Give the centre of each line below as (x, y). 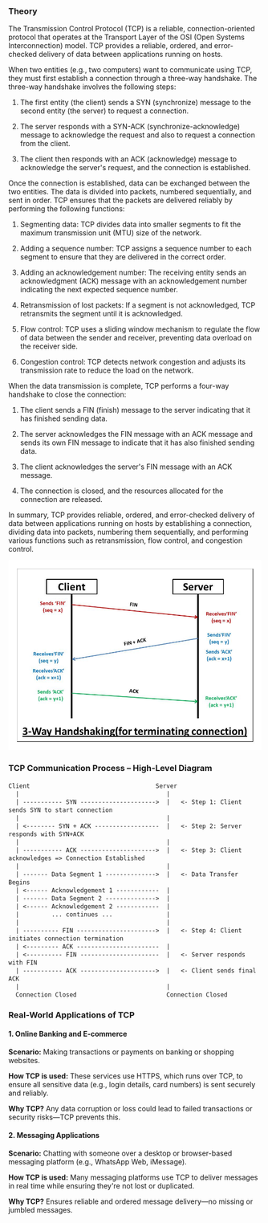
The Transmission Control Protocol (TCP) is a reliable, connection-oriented (132, 29)
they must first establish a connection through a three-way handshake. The (133, 79)
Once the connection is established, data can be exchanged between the (129, 183)
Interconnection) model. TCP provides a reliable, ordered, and (110, 46)
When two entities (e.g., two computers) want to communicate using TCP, (130, 70)
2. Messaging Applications (54, 1135)
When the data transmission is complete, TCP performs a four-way (119, 386)
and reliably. (28, 1093)
